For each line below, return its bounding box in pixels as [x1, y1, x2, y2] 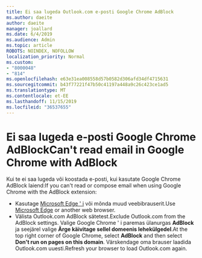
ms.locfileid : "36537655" [6, 104, 71, 110]
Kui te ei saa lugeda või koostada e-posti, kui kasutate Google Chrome [6, 175, 181, 183]
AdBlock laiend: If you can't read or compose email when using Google [6, 182, 181, 189]
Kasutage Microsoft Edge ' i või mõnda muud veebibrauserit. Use [14, 200, 176, 207]
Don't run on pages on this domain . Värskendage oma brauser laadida [14, 239, 192, 246]
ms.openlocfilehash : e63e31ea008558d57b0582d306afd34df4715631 [6, 76, 169, 82]
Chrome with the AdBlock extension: [6, 188, 97, 196]
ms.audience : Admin [6, 37, 55, 43]
